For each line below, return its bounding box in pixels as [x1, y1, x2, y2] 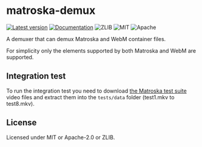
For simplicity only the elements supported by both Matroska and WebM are [6, 47, 197, 54]
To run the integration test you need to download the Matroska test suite [6, 87, 187, 94]
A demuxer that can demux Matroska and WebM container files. [6, 35, 166, 42]
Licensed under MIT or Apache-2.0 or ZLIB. [6, 134, 115, 141]
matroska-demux [6, 4, 96, 18]
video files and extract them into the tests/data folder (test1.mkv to [6, 93, 175, 100]
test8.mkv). [6, 100, 35, 107]
